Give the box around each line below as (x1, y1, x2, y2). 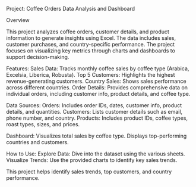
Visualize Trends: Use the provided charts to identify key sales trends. (6, 157, 178, 163)
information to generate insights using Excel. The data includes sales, (6, 35, 176, 41)
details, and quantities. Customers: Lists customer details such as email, (6, 108, 183, 115)
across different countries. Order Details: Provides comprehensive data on (6, 84, 188, 91)
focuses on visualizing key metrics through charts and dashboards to (6, 47, 175, 54)
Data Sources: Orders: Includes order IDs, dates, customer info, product (6, 102, 182, 109)
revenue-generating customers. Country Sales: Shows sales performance (6, 77, 187, 85)
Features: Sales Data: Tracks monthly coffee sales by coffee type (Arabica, (6, 65, 189, 72)
